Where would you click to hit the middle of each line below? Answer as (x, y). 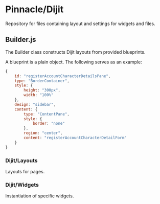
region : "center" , (43, 133)
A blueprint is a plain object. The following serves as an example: (74, 62)
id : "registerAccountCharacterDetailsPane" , (63, 76)
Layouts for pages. (25, 171)
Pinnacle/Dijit (35, 9)
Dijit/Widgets (22, 185)
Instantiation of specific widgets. (40, 196)
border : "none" (49, 124)
